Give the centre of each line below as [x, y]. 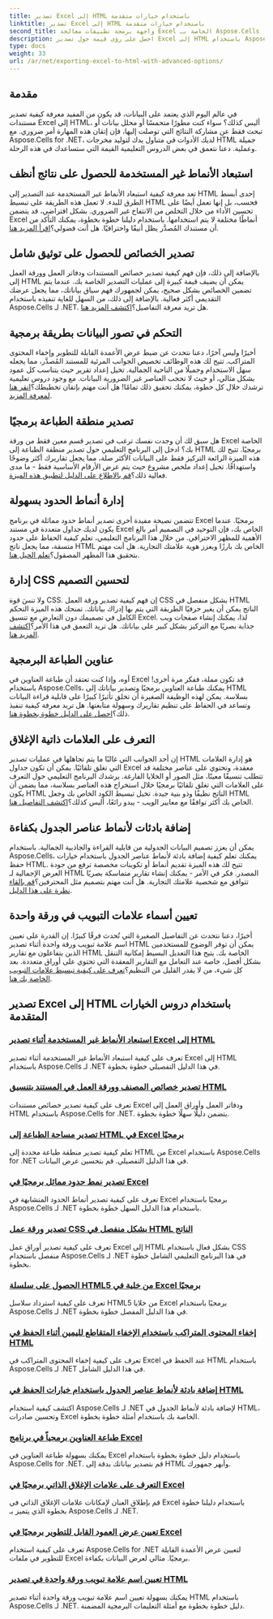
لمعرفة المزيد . [31, 395]
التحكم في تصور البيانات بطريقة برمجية [96, 332]
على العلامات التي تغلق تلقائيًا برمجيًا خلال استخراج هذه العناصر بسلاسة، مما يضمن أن [137, 785]
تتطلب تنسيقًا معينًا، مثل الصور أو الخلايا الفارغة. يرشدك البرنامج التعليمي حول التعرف [136, 776]
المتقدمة [28, 1017]
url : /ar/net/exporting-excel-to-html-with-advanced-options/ [116, 62]
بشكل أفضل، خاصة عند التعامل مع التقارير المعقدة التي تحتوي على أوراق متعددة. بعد [135, 961]
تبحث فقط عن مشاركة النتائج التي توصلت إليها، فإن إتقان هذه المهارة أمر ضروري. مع [136, 131]
